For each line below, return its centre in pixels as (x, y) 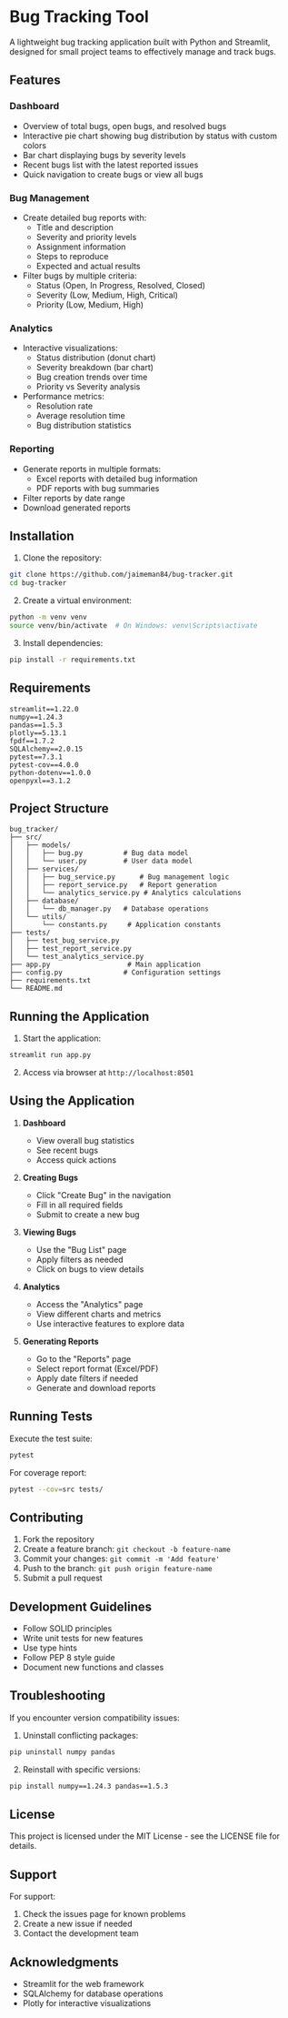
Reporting (32, 449)
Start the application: (62, 1038)
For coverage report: (48, 1472)
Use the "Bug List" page (81, 1249)
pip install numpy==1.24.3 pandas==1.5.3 (89, 1786)
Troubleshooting (58, 1695)
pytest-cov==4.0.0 (44, 765)
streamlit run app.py (50, 1055)
